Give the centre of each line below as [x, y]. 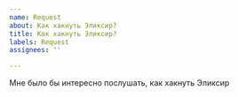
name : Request [36, 17]
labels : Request [39, 42]
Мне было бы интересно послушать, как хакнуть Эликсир [119, 83]
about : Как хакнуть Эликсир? [63, 26]
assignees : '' [36, 50]
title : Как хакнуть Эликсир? [63, 34]
